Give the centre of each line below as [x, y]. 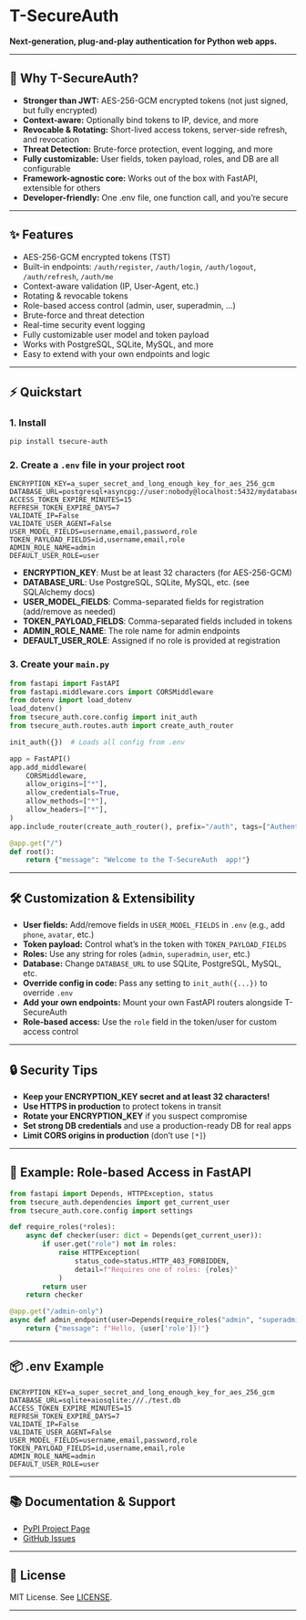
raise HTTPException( [99, 1253]
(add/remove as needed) [69, 612]
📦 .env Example [57, 1367]
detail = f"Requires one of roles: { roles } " [156, 1269]
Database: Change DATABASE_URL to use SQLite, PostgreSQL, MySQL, [152, 963]
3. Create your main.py [60, 665]
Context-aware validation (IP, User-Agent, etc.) [111, 286]
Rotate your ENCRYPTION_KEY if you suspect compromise [135, 1116]
